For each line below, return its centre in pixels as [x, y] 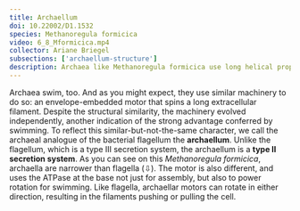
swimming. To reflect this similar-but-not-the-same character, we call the [144, 130]
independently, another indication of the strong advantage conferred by [141, 120]
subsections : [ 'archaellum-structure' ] [83, 59]
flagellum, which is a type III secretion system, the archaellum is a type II [143, 149]
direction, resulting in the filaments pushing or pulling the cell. [123, 196]
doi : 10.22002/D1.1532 [51, 26]
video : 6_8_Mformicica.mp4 [59, 42]
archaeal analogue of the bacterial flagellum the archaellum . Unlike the [140, 140]
